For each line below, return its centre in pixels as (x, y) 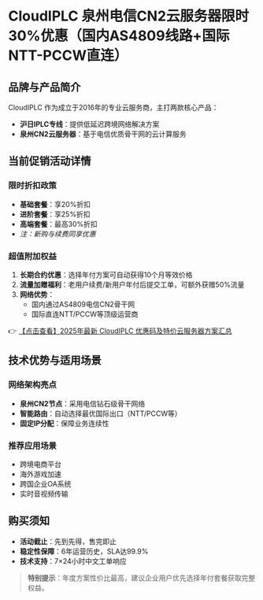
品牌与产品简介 (44, 87)
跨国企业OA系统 (45, 483)
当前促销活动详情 (50, 161)
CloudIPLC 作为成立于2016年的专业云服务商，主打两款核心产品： (113, 107)
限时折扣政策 (33, 186)
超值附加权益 (33, 256)
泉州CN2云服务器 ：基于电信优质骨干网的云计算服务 (103, 134)
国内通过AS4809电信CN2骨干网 (83, 304)
